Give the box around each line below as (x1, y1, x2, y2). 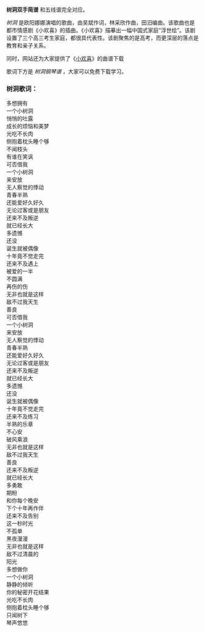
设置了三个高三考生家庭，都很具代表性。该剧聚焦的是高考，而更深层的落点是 (6, 34, 199, 42)
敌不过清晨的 (6, 550, 38, 558)
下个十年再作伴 (6, 504, 44, 512)
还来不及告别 (6, 512, 38, 520)
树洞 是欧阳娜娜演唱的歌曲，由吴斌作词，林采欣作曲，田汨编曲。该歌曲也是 (6, 19, 195, 26)
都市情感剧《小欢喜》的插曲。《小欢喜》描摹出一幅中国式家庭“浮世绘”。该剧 (6, 27, 196, 34)
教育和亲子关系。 (6, 42, 49, 49)
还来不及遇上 (6, 260, 38, 268)
